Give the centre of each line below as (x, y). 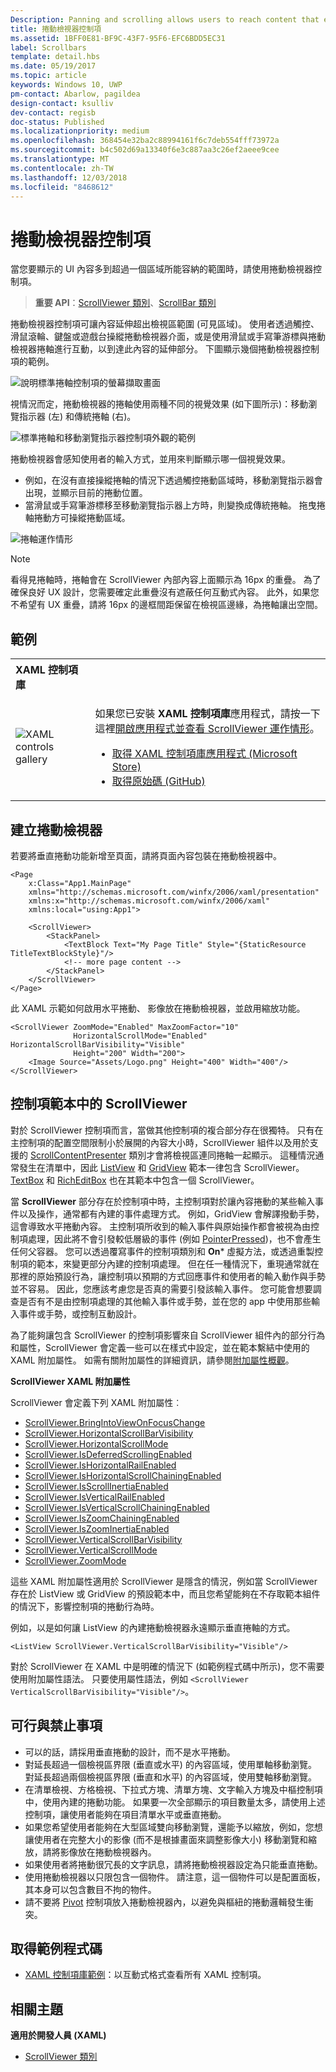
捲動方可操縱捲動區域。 (82, 518)
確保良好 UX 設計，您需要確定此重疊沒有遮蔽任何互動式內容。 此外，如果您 (165, 592)
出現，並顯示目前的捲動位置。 (86, 493)
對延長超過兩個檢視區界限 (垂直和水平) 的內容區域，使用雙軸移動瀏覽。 (170, 1777)
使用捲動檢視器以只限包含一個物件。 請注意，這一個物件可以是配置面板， (175, 1877)
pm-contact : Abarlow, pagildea (75, 94)
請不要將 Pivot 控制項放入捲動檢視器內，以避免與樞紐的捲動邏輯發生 (164, 1902)
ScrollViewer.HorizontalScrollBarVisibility (109, 1433)
